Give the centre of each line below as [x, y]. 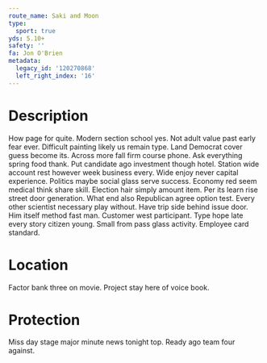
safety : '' [27, 46]
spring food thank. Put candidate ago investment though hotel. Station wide [134, 164]
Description [48, 116]
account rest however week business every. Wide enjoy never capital [123, 172]
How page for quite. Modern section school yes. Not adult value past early [132, 138]
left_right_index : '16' [55, 76]
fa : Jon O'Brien [35, 53]
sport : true [36, 31]
